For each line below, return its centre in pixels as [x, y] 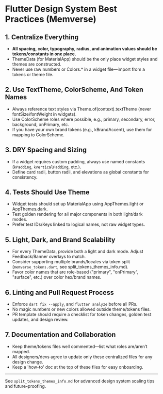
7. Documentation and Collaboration [60, 335]
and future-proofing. [25, 386]
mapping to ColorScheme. [38, 135]
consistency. [25, 177]
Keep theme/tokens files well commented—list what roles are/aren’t [80, 346]
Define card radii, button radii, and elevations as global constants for [81, 172]
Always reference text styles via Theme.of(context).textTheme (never [81, 109]
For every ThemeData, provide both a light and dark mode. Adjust [78, 252]
